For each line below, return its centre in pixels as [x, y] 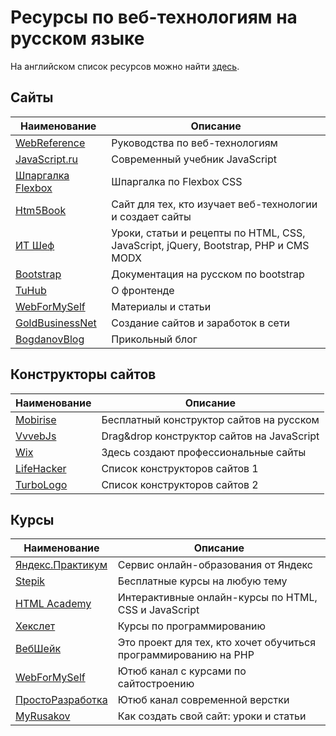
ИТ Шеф [35, 245]
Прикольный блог [154, 339]
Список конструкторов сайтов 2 [180, 484]
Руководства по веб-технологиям [194, 143]
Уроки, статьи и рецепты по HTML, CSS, [208, 233]
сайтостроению [156, 684]
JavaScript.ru [47, 159]
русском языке [77, 38]
